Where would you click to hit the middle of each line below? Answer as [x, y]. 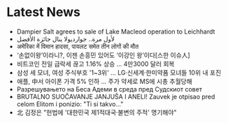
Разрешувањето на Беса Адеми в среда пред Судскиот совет [109, 89]
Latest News [44, 12]
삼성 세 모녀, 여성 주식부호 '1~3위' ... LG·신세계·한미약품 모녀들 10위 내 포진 [119, 72]
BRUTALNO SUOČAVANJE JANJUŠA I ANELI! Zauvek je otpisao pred [116, 96]
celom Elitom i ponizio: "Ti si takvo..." [70, 104]
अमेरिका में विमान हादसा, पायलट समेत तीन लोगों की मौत [78, 46]
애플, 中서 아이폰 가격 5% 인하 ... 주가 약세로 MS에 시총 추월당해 [105, 81]
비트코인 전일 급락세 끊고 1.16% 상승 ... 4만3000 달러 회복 [96, 64]
